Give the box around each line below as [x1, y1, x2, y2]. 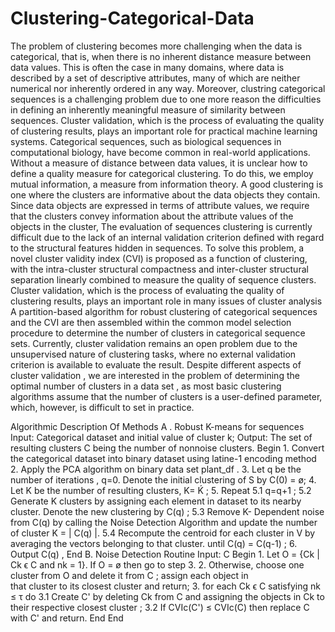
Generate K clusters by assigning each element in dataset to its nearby [10, 495, 302, 507]
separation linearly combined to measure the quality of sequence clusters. [10, 273, 317, 286]
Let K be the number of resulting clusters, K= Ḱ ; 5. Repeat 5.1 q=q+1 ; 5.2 [10, 484, 312, 496]
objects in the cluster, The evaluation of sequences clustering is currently [10, 220, 313, 232]
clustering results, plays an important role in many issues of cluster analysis [10, 295, 323, 307]
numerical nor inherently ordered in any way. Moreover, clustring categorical [10, 82, 326, 94]
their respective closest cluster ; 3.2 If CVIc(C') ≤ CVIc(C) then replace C [10, 601, 310, 613]
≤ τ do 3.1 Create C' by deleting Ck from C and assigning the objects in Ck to [10, 590, 325, 602]
